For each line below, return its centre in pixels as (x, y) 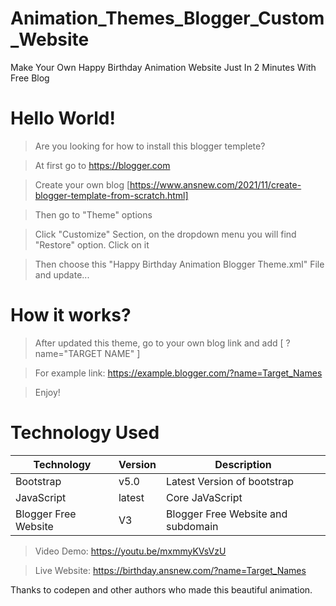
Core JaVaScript (204, 497)
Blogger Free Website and (227, 514)
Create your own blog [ (82, 184)
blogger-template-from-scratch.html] (111, 195)
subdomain (192, 526)
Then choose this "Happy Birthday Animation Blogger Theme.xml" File (179, 264)
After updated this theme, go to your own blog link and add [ (159, 343)
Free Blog (30, 78)
